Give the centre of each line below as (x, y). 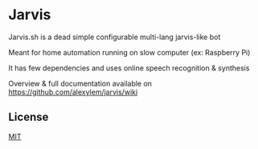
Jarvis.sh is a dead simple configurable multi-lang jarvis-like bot (115, 37)
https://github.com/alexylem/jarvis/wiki (73, 92)
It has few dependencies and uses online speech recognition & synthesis (129, 68)
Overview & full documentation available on (80, 83)
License (29, 117)
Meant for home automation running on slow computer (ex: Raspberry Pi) (129, 52)
